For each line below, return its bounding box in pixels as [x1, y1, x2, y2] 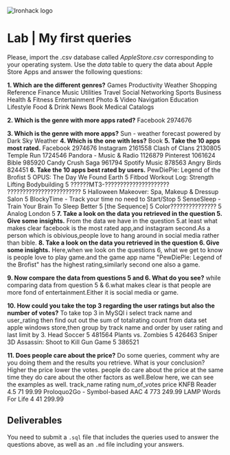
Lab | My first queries [7, 31, 132, 46]
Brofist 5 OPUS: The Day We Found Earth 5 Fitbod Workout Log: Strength [7, 173, 214, 181]
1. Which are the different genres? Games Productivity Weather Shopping [7, 81, 218, 89]
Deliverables [7, 415, 62, 426]
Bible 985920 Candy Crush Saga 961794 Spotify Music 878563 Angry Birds [7, 158, 222, 167]
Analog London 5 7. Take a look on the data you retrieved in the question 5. [7, 209, 222, 217]
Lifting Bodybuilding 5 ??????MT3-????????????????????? [7, 180, 170, 188]
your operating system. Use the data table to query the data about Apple [7, 60, 213, 69]
